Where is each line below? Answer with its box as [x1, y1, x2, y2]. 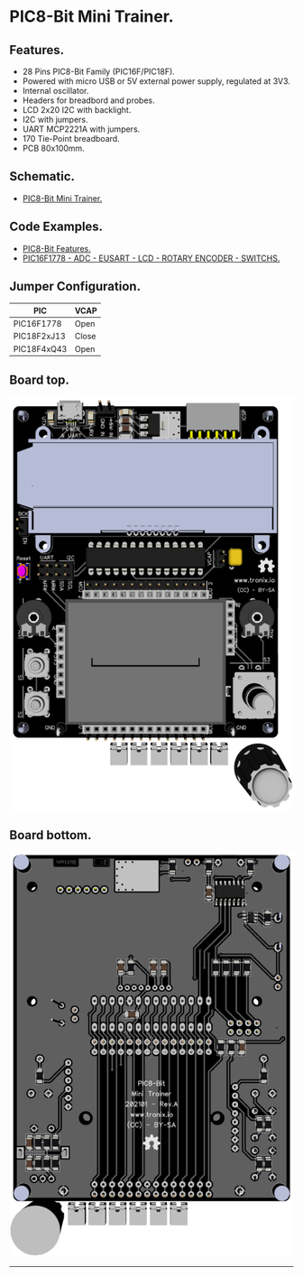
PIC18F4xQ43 [13, 343, 68, 354]
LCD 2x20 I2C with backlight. [22, 105, 132, 115]
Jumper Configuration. [9, 279, 142, 294]
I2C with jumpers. [22, 115, 88, 125]
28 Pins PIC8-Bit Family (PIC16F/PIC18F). [22, 66, 176, 77]
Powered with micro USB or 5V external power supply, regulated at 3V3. [22, 76, 291, 87]
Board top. [9, 372, 70, 387]
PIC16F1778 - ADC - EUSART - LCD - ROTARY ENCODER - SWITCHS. [22, 253, 280, 264]
